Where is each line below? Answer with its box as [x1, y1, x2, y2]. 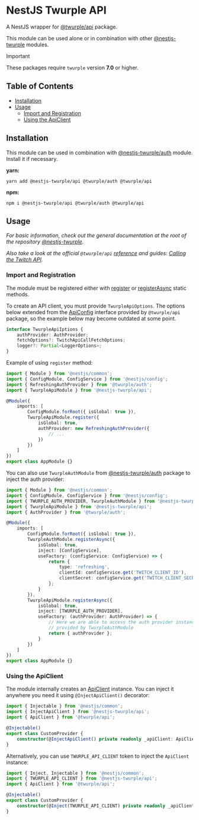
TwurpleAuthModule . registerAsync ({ [27, 537, 115, 543]
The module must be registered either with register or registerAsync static [6, 284, 187, 292]
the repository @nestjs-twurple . [6, 238, 84, 245]
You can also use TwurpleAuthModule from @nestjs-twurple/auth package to [6, 470, 191, 477]
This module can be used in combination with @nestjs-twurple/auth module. [6, 149, 193, 156]
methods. [6, 290, 30, 297]
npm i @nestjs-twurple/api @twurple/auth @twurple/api [6, 200, 145, 206]
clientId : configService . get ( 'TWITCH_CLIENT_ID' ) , [59, 569, 187, 576]
